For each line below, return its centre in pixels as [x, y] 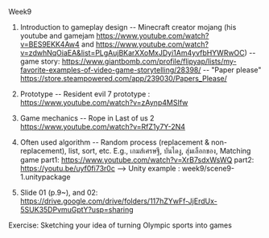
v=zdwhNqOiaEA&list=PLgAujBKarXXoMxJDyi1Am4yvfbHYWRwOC [132, 53]
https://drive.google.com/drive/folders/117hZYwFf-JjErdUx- [118, 201]
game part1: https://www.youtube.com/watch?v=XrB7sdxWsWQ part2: [137, 160]
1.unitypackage [45, 177]
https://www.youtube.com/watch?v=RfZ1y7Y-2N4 [103, 127]
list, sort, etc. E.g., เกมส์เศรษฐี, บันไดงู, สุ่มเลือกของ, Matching [159, 151]
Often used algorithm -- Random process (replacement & [114, 142]
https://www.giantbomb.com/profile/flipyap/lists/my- [149, 61]
